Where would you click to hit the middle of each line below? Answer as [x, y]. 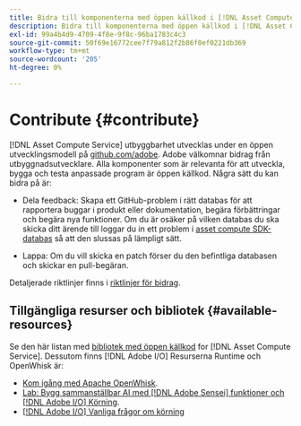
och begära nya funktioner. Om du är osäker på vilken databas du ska [150, 219]
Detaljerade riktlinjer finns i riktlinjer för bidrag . [95, 283]
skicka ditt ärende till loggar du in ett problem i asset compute [136, 229]
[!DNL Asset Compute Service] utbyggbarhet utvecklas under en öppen [141, 144]
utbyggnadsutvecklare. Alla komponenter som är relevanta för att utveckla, [147, 163]
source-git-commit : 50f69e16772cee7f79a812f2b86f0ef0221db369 [128, 43]
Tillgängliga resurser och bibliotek [107, 311]
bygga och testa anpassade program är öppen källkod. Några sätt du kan [144, 173]
